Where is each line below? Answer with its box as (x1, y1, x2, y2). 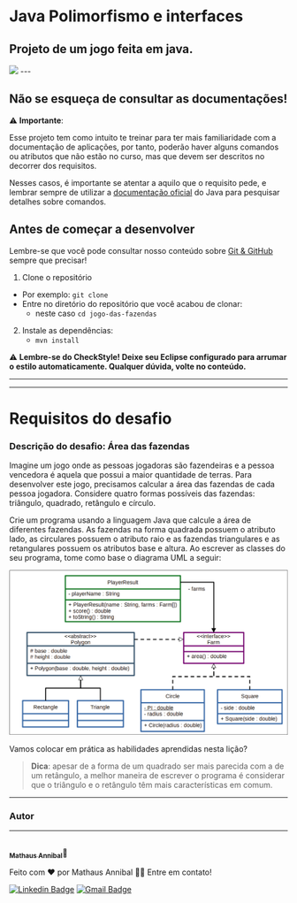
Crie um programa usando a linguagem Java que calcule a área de (9, 515, 252, 525)
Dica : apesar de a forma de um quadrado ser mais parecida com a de (30, 761, 285, 771)
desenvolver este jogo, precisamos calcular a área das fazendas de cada (9, 479, 276, 490)
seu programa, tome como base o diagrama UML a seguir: (9, 553, 222, 563)
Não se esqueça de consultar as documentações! (9, 91, 288, 107)
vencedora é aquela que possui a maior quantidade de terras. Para (9, 470, 252, 480)
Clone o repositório (21, 272, 93, 282)
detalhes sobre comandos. (9, 196, 107, 207)
